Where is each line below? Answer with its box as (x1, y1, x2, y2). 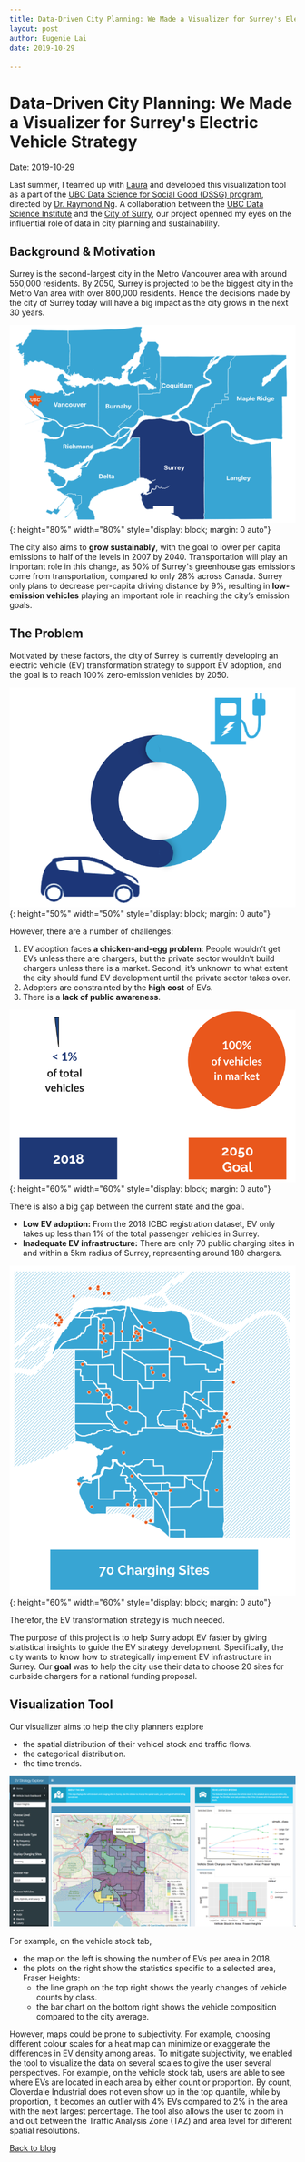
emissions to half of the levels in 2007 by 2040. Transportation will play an (9, 552, 288, 563)
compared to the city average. (35, 2010, 150, 2021)
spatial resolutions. (9, 2125, 80, 2136)
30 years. (9, 307, 45, 318)
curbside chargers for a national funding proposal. (9, 1670, 198, 1681)
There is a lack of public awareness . (22, 992, 162, 1003)
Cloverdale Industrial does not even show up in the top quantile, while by (9, 2086, 281, 2097)
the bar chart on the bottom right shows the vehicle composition (35, 2001, 277, 2012)
